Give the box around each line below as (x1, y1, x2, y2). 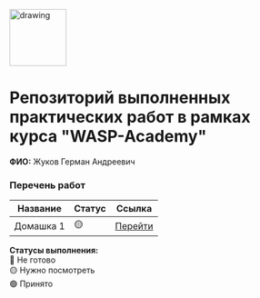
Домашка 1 (14, 219, 65, 232)
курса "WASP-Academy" (9, 126, 207, 147)
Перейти (115, 219, 154, 232)
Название (17, 203, 62, 215)
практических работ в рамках (9, 107, 252, 127)
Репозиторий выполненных (9, 87, 231, 108)
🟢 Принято (9, 278, 53, 290)
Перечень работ (9, 178, 86, 191)
